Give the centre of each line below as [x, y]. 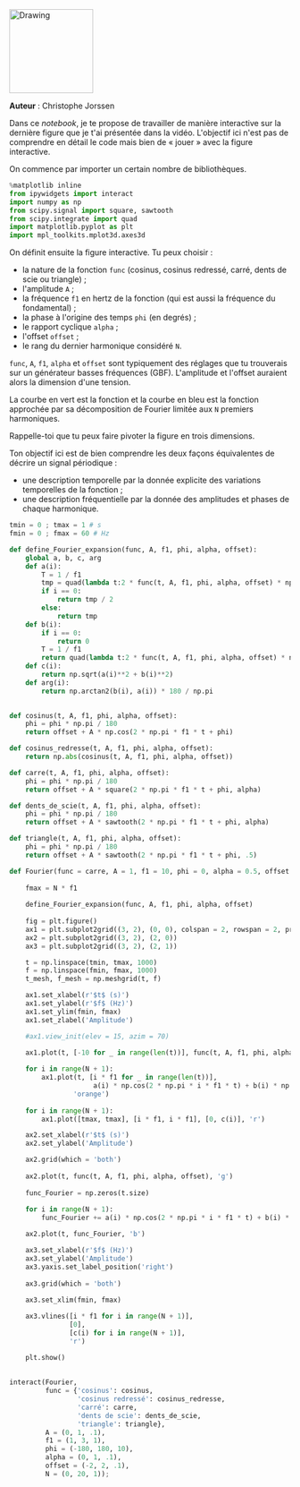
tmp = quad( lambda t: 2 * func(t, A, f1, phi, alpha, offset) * [161, 583]
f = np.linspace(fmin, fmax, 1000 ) [92, 970]
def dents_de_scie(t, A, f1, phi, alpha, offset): [105, 806]
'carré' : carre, [108, 1407]
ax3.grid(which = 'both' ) [74, 1284]
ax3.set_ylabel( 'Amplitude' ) [79, 1258]
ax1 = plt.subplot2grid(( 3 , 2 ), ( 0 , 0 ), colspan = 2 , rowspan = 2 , [154, 929]
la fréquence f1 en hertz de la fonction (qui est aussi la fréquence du [149, 298]
